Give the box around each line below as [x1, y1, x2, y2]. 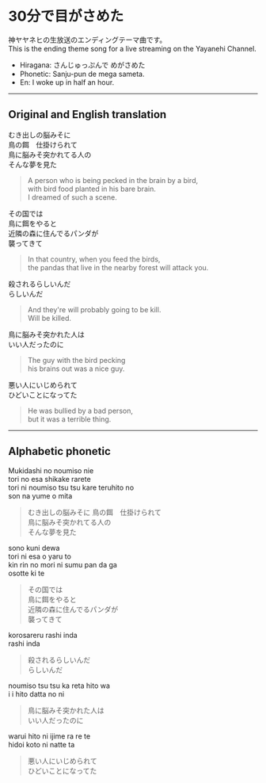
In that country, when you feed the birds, [27, 254, 161, 264]
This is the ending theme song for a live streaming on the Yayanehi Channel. [8, 44, 257, 53]
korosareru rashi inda [8, 630, 78, 640]
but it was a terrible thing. [27, 414, 112, 424]
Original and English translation [8, 108, 167, 121]
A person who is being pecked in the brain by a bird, [27, 175, 199, 185]
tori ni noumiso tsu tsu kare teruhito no [8, 483, 135, 492]
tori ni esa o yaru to [8, 552, 71, 561]
